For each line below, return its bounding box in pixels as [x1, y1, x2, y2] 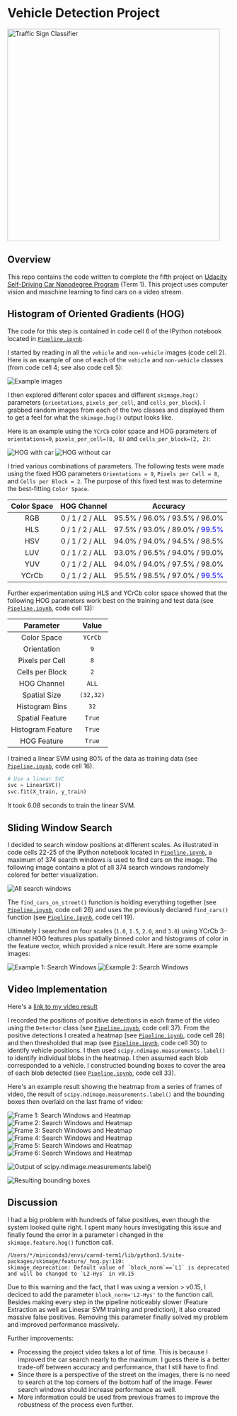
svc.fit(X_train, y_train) [7, 788, 87, 795]
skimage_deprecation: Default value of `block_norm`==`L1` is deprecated [7, 1264, 230, 1271]
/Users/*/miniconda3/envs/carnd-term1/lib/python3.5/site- [7, 1251, 185, 1259]
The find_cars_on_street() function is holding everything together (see [7, 898, 217, 906]
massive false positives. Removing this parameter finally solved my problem [7, 1313, 229, 1321]
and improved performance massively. [7, 1320, 120, 1328]
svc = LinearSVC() [7, 782, 62, 789]
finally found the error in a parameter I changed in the [7, 1230, 164, 1239]
